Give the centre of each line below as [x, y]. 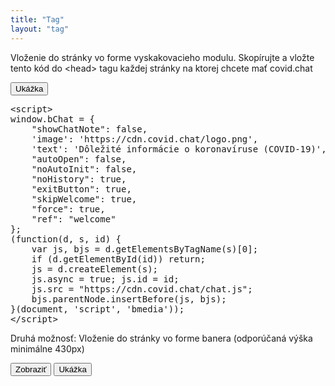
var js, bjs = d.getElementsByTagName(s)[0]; [145, 249]
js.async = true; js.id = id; [105, 279]
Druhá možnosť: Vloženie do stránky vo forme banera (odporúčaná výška [161, 338]
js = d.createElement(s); [95, 269]
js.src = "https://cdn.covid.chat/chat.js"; [142, 289]
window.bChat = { [52, 119]
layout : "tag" [40, 29]
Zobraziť [31, 369]
